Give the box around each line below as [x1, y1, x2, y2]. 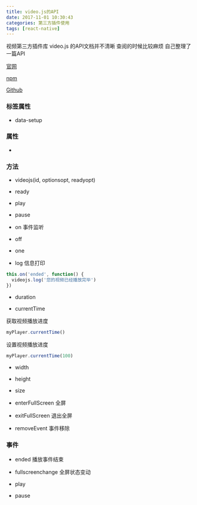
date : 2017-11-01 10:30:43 [6, 14, 73, 20]
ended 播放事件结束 [14, 455, 64, 463]
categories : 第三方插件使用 [6, 20, 70, 26]
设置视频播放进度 [6, 340, 48, 348]
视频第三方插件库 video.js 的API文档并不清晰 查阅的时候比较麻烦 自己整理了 [6, 42, 192, 50]
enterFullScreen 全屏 [14, 399, 66, 406]
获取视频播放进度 [6, 317, 48, 324]
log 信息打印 [14, 260, 46, 267]
